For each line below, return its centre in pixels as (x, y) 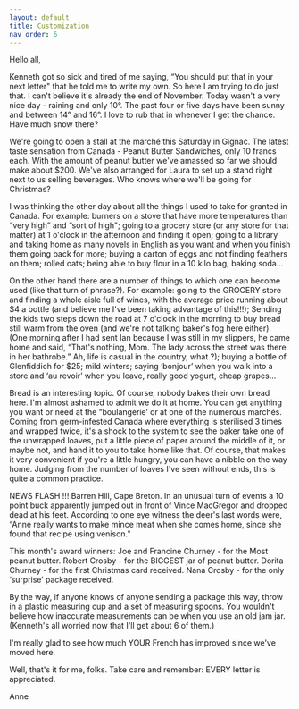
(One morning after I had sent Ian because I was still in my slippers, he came (149, 338)
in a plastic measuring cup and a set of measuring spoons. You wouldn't (142, 607)
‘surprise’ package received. (62, 580)
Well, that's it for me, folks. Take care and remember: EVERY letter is (135, 670)
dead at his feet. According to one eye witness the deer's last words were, (146, 515)
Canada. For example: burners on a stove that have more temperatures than (149, 216)
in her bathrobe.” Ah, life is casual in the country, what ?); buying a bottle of (148, 357)
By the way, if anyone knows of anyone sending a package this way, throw (146, 597)
